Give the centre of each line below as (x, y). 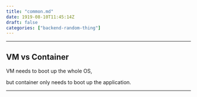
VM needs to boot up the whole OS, (49, 71)
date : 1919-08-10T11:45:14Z (40, 17)
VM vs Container (38, 57)
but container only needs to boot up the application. (69, 82)
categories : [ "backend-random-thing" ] (53, 28)
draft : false (22, 22)
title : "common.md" (30, 11)
